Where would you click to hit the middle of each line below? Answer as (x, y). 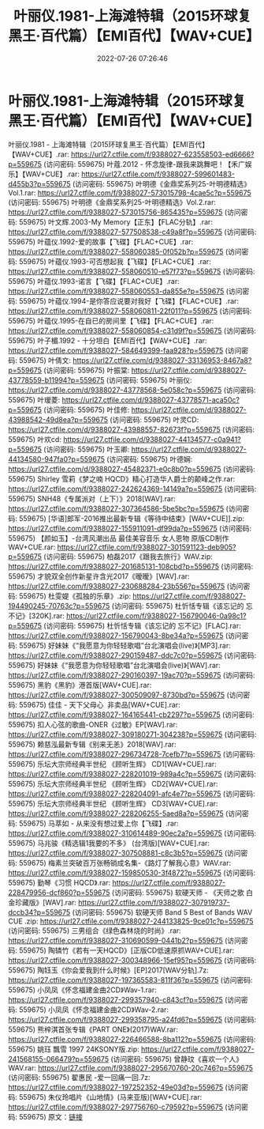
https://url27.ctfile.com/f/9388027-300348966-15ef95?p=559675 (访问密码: (132, 960)
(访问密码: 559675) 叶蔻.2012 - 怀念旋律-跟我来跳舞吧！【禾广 (144, 164)
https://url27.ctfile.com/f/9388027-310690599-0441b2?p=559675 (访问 (125, 940)
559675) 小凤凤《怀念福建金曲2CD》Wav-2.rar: (94, 1010)
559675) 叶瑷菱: (34, 399)
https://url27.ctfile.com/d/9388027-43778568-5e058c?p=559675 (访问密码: (132, 390)
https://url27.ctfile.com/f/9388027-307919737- (154, 902)
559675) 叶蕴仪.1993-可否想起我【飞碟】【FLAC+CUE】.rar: (115, 261)
